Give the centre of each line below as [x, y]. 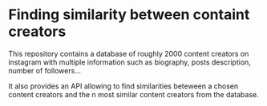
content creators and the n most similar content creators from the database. [133, 94]
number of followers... [45, 70]
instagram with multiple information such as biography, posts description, [129, 62]
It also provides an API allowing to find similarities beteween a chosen [123, 86]
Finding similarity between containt [129, 15]
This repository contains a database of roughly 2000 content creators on [129, 53]
